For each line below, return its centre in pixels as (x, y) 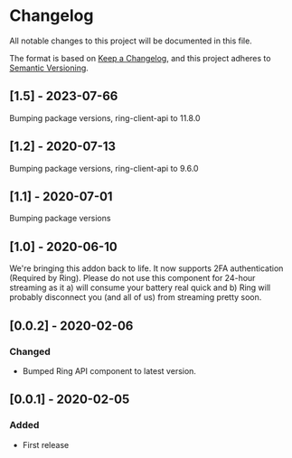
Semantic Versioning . (49, 68)
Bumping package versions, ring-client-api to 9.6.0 (104, 168)
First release (46, 444)
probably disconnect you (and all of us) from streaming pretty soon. (136, 297)
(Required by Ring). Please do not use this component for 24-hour (132, 278)
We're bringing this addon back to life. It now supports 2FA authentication (146, 268)
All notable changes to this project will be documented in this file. (131, 41)
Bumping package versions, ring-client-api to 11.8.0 (105, 117)
